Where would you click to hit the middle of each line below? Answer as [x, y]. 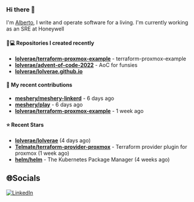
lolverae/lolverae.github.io [49, 71]
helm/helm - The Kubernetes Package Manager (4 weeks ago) [92, 159]
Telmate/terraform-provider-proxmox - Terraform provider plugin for [101, 146]
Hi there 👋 [21, 10]
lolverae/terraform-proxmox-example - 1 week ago [79, 111]
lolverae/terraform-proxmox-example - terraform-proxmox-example [100, 59]
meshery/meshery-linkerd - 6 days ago [64, 98]
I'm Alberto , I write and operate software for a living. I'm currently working [97, 23]
